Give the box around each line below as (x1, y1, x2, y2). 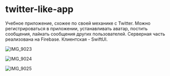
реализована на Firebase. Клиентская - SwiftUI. (5, 36, 108, 42)
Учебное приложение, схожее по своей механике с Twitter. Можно (5, 20, 151, 26)
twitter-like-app (5, 4, 74, 15)
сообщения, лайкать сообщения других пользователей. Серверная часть (5, 31, 165, 37)
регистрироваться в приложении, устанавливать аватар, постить (5, 25, 148, 31)
